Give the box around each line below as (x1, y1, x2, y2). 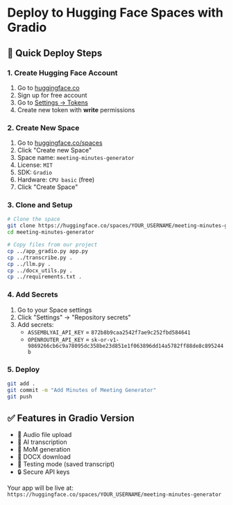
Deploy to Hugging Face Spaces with (7, 5, 224, 21)
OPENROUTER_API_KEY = (27, 335, 90, 344)
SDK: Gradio (17, 168, 53, 177)
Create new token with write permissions (17, 105, 135, 114)
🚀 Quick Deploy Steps (7, 47, 103, 59)
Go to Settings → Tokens (17, 98, 89, 107)
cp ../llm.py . (7, 260, 51, 267)
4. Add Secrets (7, 290, 58, 299)
